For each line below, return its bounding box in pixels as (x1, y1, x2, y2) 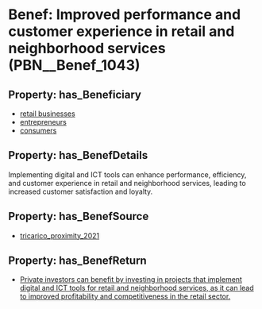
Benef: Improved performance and (8, 6, 241, 24)
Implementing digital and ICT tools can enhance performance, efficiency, (8, 169, 247, 180)
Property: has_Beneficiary (8, 87, 141, 101)
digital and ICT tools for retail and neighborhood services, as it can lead (19, 284, 254, 293)
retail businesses (19, 109, 75, 118)
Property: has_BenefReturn (8, 254, 147, 268)
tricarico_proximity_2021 (19, 230, 100, 240)
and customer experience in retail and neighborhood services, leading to (8, 178, 246, 187)
